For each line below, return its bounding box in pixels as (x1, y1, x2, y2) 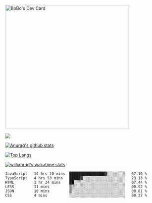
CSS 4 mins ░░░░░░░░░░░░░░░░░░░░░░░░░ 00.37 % (5, 193, 148, 198)
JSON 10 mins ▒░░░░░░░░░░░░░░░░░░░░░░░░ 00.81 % (5, 189, 148, 194)
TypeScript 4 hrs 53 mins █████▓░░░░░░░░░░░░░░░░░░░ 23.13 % (5, 176, 148, 181)
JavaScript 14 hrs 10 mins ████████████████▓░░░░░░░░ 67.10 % (5, 171, 148, 176)
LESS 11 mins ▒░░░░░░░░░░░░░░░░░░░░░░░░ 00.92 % (5, 184, 148, 189)
